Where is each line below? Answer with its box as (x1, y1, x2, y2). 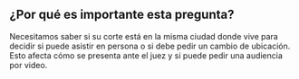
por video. (9, 59, 48, 70)
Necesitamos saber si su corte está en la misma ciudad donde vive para (9, 31, 278, 41)
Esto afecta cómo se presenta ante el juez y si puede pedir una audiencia (9, 49, 284, 61)
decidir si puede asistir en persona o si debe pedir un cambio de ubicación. (9, 40, 291, 51)
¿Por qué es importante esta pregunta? (9, 7, 235, 22)
